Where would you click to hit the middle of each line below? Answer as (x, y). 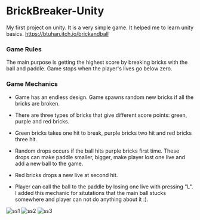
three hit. (26, 139)
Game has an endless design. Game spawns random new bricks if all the (104, 97)
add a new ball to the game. (49, 163)
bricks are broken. (37, 103)
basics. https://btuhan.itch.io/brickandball (58, 33)
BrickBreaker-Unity (55, 11)
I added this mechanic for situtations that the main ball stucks (90, 193)
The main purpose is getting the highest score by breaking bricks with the (97, 62)
